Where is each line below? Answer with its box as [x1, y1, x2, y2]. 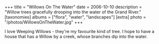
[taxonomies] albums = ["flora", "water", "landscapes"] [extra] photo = [4, 14, 146, 20]
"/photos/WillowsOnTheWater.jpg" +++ [4, 19, 83, 25]
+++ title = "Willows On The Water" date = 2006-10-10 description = [4, 4, 142, 10]
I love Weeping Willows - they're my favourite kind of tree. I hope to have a [4, 29, 155, 34]
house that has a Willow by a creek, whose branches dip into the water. [4, 33, 148, 39]
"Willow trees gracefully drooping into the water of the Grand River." [4, 9, 141, 15]
